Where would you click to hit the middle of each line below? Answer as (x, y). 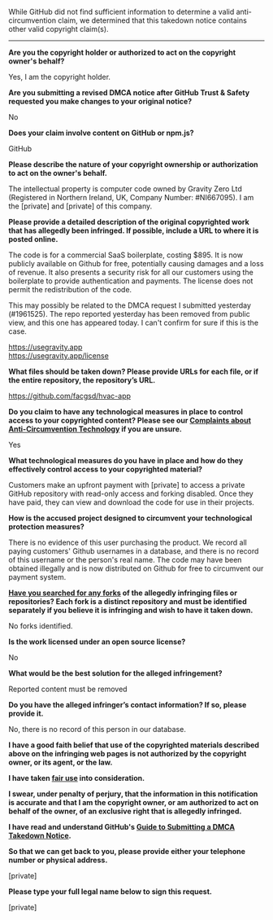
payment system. (37, 577)
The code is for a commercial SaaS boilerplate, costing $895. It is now (126, 255)
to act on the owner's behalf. (58, 173)
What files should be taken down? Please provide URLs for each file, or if (133, 371)
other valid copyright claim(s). (58, 29)
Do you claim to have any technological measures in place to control (126, 412)
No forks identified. (41, 626)
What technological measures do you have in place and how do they (126, 460)
